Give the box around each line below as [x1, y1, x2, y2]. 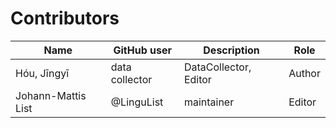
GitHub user [113, 43, 173, 57]
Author [288, 66, 321, 80]
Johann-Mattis [15, 88, 87, 102]
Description [203, 43, 260, 57]
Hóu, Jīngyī [15, 66, 70, 80]
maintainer [183, 95, 235, 109]
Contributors [10, 7, 120, 30]
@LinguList [110, 95, 164, 109]
